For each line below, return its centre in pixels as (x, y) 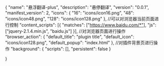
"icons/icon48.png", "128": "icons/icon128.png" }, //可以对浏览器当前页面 (80, 19)
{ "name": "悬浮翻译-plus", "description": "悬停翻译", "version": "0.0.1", (77, 7)
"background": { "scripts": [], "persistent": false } (61, 49)
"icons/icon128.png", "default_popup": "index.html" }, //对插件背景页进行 (80, 43)
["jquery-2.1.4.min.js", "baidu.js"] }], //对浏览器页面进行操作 (65, 31)
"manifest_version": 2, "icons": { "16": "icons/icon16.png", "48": (70, 13)
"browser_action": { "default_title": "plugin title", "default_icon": (70, 37)
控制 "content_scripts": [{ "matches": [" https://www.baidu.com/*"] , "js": (83, 25)
